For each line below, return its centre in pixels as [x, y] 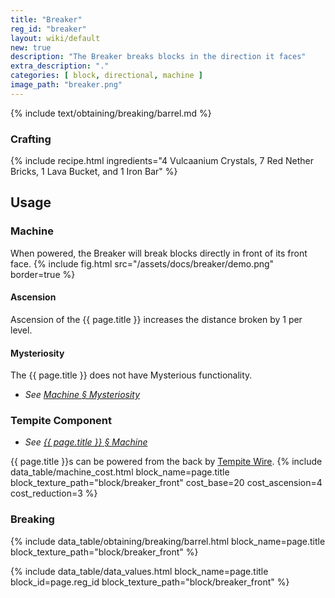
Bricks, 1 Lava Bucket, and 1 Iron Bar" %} [94, 172]
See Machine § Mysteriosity [82, 395]
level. [21, 330]
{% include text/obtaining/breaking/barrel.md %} [111, 113]
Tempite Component [61, 421]
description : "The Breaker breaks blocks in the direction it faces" [158, 57]
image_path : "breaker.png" [66, 85]
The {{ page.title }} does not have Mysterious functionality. [131, 375]
